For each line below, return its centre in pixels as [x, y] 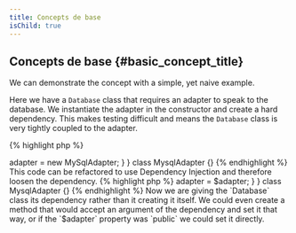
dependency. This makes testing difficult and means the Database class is [144, 119]
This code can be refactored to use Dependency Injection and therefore [141, 172]
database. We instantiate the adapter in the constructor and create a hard [144, 109]
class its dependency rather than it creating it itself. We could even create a [147, 200]
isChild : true [36, 26]
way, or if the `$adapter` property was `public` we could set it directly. [137, 219]
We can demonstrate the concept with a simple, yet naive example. [132, 83]
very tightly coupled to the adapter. [73, 128]
